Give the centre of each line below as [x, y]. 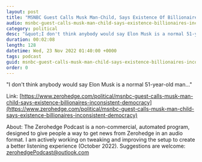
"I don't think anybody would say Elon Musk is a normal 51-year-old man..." [99, 85]
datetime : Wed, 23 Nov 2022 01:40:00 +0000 [62, 51]
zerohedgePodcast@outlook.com [48, 152]
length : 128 [21, 46]
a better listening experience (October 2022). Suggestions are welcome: [96, 146]
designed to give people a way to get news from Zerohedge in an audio [95, 133]
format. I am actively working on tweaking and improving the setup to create [101, 140]
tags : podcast [24, 56]
